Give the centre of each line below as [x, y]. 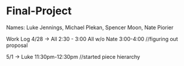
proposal [17, 45]
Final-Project [39, 11]
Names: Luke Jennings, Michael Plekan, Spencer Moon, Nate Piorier [90, 27]
